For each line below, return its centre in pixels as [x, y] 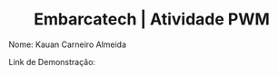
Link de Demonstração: [52, 62]
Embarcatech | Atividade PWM [152, 19]
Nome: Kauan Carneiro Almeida [68, 44]
